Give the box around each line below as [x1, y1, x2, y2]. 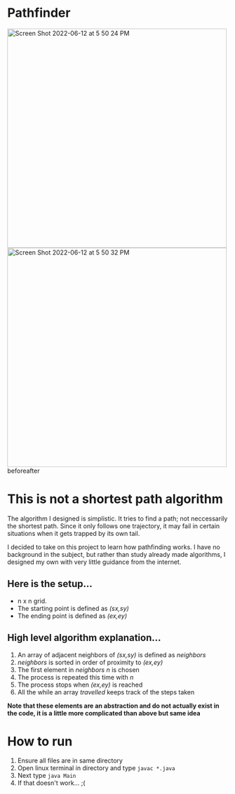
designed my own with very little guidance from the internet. [7, 558, 182, 566]
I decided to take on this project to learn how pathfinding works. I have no [7, 542, 221, 551]
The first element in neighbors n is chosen [17, 665, 140, 674]
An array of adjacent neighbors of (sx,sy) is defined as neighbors [17, 650, 206, 659]
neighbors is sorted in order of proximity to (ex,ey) [17, 658, 163, 666]
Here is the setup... [7, 578, 93, 590]
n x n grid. [17, 596, 47, 605]
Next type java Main [17, 772, 76, 780]
